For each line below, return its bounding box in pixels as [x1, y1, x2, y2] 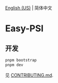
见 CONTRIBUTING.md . [5, 72, 53, 78]
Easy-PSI [5, 23, 44, 34]
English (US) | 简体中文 [5, 5, 52, 11]
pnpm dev [5, 62, 23, 67]
